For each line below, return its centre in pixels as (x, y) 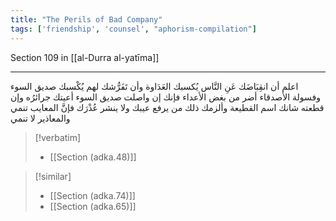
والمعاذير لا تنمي (40, 118)
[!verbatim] (58, 137)
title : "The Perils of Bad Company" (86, 19)
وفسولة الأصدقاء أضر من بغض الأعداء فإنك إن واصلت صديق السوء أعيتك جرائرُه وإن (165, 97)
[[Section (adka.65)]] (93, 206)
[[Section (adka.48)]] (93, 157)
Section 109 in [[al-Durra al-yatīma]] (85, 57)
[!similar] (53, 176)
